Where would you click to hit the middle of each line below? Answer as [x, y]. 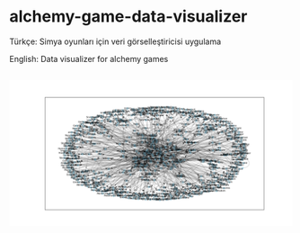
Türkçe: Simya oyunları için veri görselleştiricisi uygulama [115, 41]
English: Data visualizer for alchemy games [89, 58]
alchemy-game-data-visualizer [128, 17]
